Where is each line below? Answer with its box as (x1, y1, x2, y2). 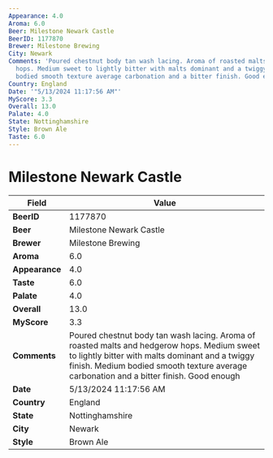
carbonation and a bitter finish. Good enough (68, 370, 240, 382)
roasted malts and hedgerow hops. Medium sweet (68, 339, 260, 351)
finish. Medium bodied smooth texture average (68, 360, 248, 371)
